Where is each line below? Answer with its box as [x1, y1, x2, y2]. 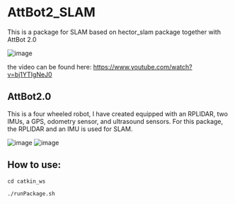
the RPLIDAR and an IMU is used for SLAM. [7, 125, 133, 133]
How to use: [7, 159, 62, 171]
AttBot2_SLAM [7, 4, 96, 21]
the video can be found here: [7, 62, 92, 71]
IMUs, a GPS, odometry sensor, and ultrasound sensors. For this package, [7, 117, 224, 125]
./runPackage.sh [7, 190, 55, 197]
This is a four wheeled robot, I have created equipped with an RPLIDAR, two [7, 109, 229, 118]
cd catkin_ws [7, 178, 46, 185]
